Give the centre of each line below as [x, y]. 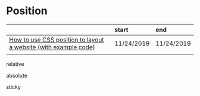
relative [15, 64]
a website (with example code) [52, 47]
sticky [13, 87]
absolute [17, 75]
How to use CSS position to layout [57, 40]
